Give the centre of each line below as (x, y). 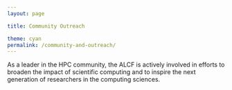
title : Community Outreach (46, 26)
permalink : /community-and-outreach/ (62, 45)
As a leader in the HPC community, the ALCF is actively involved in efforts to (116, 65)
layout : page (26, 13)
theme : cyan (24, 39)
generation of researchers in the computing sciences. (84, 80)
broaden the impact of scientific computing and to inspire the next (101, 72)
